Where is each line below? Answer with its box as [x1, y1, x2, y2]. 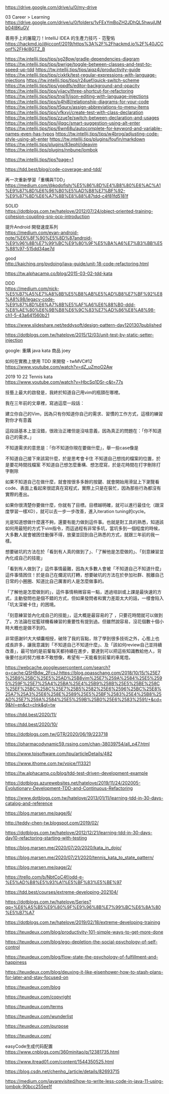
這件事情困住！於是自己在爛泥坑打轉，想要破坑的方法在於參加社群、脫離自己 [5, 572, 164, 578]
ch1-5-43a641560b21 [5, 312, 49, 318]
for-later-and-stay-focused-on [5, 974, 69, 980]
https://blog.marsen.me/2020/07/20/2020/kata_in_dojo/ [5, 845, 122, 850]
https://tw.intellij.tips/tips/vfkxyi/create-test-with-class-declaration [5, 109, 143, 115]
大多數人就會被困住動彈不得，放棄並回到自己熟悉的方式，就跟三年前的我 [5, 532, 155, 538]
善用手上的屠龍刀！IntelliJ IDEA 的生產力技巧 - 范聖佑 [5, 35, 115, 41]
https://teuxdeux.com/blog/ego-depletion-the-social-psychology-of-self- [5, 939, 158, 944]
